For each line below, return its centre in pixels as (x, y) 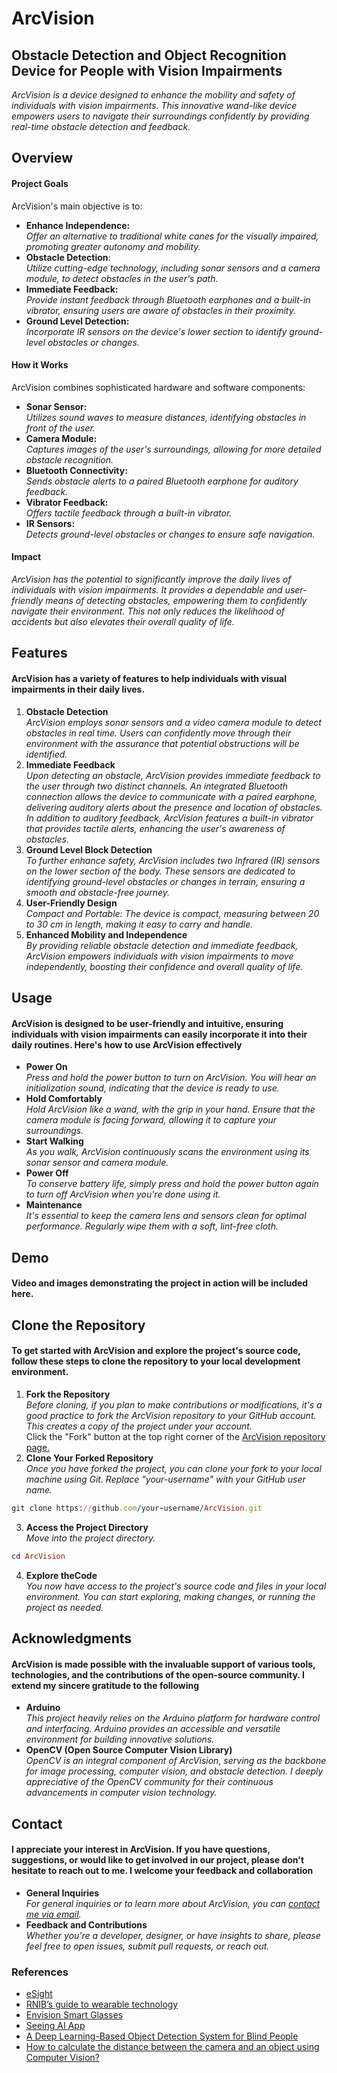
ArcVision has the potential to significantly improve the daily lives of (151, 579)
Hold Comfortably (64, 1099)
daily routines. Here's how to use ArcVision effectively (127, 1044)
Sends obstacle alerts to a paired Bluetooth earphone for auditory (162, 481)
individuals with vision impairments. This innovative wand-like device (154, 105)
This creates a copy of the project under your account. (139, 1426)
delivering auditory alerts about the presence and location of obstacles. (174, 807)
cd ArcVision (38, 1556)
